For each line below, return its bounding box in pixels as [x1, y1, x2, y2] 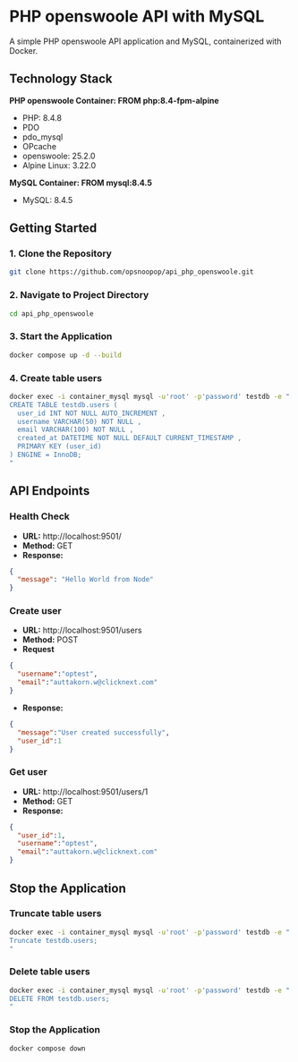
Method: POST [21, 634, 79, 645]
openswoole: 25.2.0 [21, 150, 96, 161]
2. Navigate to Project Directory [9, 289, 149, 302]
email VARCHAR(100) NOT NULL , [17, 425, 134, 435]
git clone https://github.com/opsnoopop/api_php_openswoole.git [9, 268, 254, 276]
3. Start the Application [9, 330, 113, 343]
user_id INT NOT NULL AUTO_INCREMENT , [17, 409, 166, 418]
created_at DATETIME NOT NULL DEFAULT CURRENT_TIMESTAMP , [17, 434, 243, 443]
